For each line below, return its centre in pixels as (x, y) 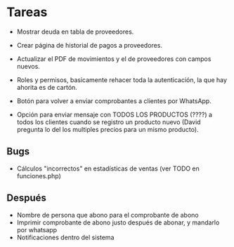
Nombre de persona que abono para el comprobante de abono (108, 215)
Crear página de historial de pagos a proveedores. (90, 45)
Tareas (27, 12)
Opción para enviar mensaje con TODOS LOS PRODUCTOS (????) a (114, 114)
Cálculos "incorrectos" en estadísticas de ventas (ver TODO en (108, 168)
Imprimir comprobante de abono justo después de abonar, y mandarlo (118, 222)
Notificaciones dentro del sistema (65, 237)
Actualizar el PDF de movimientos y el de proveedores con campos (114, 59)
